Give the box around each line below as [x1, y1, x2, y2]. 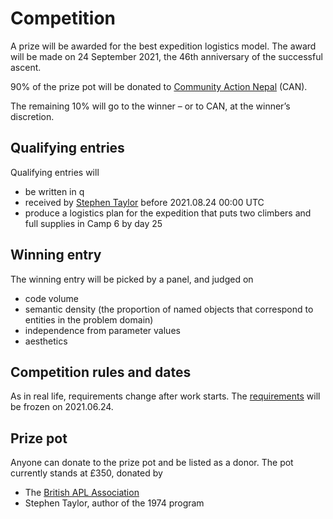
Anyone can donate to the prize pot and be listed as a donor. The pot [10, 457, 294, 469]
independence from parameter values [24, 324, 181, 336]
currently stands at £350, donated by [10, 467, 163, 479]
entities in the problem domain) [24, 313, 154, 326]
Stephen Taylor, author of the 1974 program [24, 497, 205, 509]
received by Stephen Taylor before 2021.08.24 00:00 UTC [24, 196, 265, 208]
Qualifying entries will [10, 166, 100, 178]
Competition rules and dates [10, 363, 192, 381]
